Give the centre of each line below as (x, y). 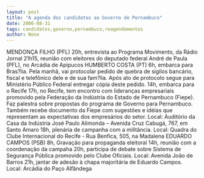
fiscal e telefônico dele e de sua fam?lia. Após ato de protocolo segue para (100, 78)
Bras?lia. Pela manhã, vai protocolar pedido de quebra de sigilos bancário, (100, 71)
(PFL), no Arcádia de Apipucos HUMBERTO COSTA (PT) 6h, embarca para (100, 65)
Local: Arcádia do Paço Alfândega (49, 169)
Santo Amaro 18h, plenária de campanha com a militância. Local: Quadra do (102, 130)
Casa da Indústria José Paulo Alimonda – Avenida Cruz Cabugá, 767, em (97, 123)
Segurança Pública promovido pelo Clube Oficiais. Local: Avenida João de (100, 155)
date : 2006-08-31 (28, 23)
